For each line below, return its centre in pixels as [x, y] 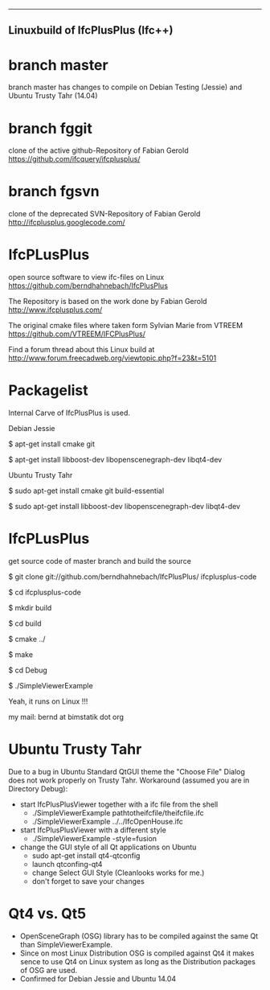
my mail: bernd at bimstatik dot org [66, 717]
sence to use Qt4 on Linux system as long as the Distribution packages [137, 961]
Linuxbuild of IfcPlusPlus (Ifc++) [91, 30]
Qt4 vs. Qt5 [47, 914]
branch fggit [50, 128]
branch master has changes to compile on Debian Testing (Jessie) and [125, 87]
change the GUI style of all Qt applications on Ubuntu [108, 847]
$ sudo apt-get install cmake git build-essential [86, 491]
